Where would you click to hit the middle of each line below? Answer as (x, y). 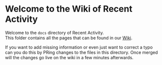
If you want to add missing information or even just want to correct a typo (79, 47)
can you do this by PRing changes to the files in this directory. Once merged (81, 52)
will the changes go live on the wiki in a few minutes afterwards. (69, 57)
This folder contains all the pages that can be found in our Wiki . (69, 38)
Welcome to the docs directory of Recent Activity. (54, 32)
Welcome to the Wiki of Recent (69, 9)
